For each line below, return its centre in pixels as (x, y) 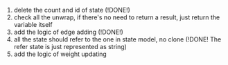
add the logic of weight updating (60, 54)
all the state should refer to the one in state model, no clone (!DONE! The (117, 39)
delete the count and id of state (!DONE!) (72, 10)
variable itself (33, 25)
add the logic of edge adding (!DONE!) (68, 32)
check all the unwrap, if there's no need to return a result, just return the (117, 17)
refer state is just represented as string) (70, 47)
